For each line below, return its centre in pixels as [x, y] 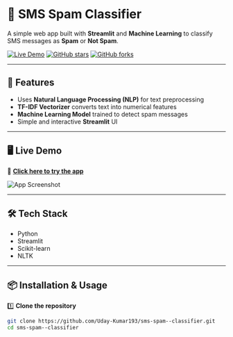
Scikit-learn [34, 249]
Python [27, 234]
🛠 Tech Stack [37, 214]
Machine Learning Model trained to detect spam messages [103, 114]
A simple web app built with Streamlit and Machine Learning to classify [110, 33]
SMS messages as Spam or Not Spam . [63, 40]
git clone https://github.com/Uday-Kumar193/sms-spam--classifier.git [111, 321]
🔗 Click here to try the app [45, 171]
